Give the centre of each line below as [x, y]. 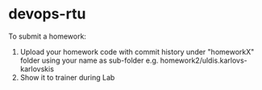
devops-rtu [47, 14]
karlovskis [37, 68]
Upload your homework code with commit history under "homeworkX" [137, 51]
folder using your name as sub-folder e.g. [89, 60]
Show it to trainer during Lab [67, 77]
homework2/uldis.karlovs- [204, 60]
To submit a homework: [48, 36]
